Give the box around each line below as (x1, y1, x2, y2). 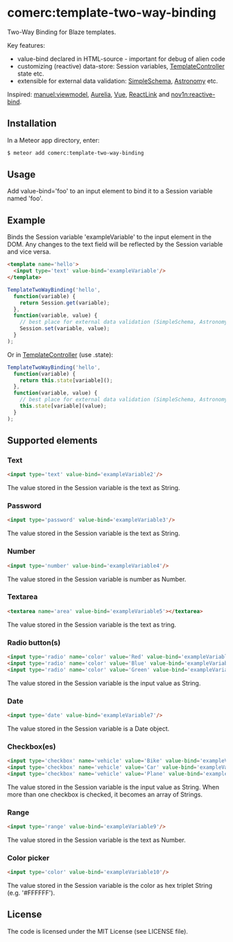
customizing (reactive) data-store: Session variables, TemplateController (17, 62, 225, 70)
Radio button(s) (7, 638, 61, 647)
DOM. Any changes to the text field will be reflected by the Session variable (7, 241, 223, 249)
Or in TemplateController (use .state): (7, 350, 113, 358)
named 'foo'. (7, 194, 43, 202)
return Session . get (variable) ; (19, 299, 110, 306)
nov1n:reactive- (171, 90, 216, 98)
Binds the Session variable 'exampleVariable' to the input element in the (7, 233, 212, 241)
